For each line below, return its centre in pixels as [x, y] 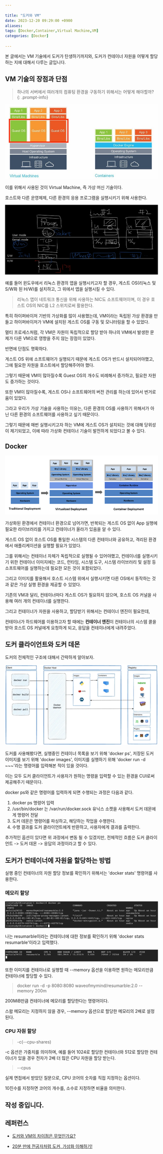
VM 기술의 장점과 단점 [36, 79]
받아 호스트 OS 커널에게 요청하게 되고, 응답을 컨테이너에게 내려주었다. [71, 628]
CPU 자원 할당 [21, 1031]
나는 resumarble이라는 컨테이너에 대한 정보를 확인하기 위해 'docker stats [75, 936]
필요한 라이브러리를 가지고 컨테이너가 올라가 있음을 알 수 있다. [63, 529]
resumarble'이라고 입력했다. [32, 943]
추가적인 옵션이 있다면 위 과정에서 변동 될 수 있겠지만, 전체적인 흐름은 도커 [75, 838]
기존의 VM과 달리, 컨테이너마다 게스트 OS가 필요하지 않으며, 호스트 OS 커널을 [78, 595]
